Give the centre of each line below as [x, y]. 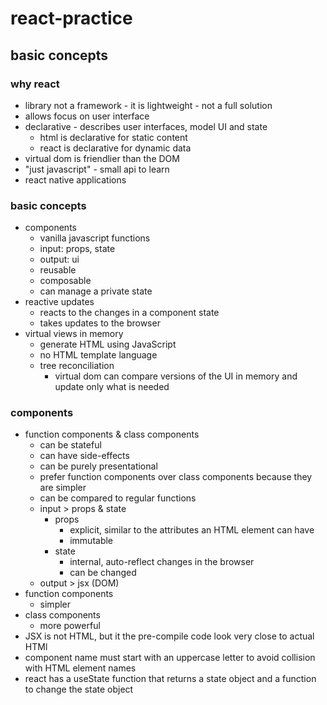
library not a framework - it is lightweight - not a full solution [148, 105]
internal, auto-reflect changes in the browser [162, 562]
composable [65, 281]
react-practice [71, 18]
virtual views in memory [74, 334]
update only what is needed [112, 387]
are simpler [63, 488]
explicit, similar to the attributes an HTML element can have [192, 530]
